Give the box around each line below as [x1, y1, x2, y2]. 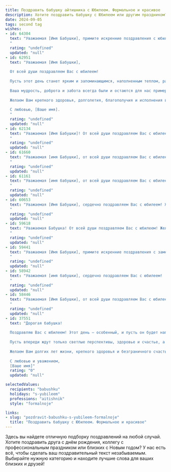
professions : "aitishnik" [10, 396, 65, 401]
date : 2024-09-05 [5, 17, 42, 22]
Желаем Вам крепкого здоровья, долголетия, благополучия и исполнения [10, 97, 163, 103]
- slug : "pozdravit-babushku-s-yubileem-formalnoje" [5, 415, 120, 420]
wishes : [5, 27, 22, 32]
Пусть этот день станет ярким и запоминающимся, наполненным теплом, [10, 79, 160, 84]
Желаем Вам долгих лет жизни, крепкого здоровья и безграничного [10, 349, 152, 354]
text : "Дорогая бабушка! [10, 320, 63, 326]
